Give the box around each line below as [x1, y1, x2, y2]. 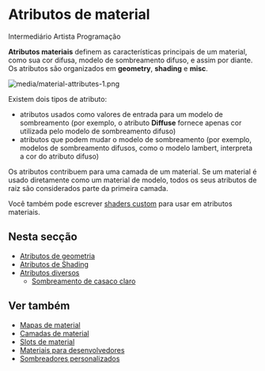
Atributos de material [8, 6, 150, 24]
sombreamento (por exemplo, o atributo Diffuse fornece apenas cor [19, 118, 242, 127]
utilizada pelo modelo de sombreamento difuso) [19, 126, 176, 136]
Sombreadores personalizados [19, 354, 120, 363]
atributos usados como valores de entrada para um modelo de [19, 109, 223, 119]
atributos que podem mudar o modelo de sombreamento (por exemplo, [19, 134, 252, 144]
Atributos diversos [19, 268, 80, 277]
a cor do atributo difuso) [19, 152, 100, 161]
